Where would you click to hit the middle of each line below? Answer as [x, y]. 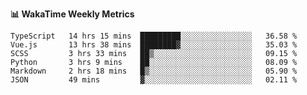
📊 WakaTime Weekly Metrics [72, 14]
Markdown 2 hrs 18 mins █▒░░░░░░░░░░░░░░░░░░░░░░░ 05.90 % [154, 71]
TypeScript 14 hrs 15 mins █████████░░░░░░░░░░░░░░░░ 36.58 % [154, 36]
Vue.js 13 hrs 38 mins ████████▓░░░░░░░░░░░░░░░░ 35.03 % [154, 45]
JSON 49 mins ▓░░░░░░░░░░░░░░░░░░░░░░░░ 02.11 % [154, 80]
